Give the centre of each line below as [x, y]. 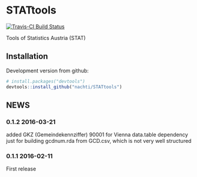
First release [21, 169]
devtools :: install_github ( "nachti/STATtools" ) [64, 87]
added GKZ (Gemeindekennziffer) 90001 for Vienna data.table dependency [97, 135]
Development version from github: [48, 71]
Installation [27, 56]
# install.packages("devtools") [46, 81]
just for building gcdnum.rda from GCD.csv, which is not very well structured [99, 141]
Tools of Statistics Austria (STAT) [46, 38]
